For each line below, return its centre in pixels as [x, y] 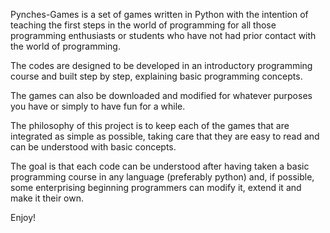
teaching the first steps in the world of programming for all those [143, 25]
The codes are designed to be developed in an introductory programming [161, 65]
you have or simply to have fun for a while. [98, 106]
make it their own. [47, 198]
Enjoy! [23, 217]
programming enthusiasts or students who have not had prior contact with [163, 35]
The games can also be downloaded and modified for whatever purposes [161, 95]
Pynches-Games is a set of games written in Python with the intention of [159, 14]
